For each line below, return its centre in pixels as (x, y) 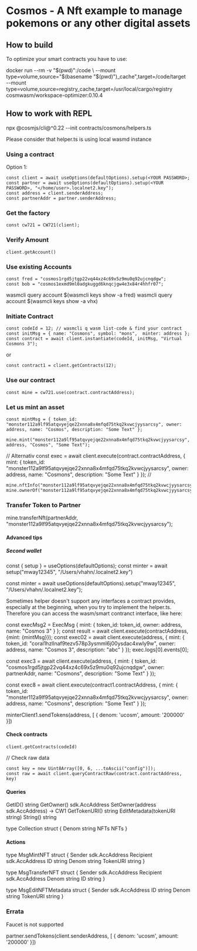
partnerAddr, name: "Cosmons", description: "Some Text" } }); (81, 673)
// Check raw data (28, 758)
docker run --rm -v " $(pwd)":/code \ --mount (61, 70)
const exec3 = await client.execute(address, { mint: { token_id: (81, 661)
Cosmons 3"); (22, 344)
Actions (16, 842)
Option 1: (17, 167)
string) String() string (31, 817)
